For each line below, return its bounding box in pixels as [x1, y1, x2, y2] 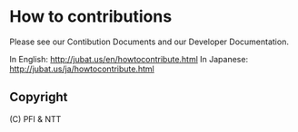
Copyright [9, 90, 68, 105]
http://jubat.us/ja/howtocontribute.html [9, 63, 154, 74]
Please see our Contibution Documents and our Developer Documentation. [9, 36, 289, 47]
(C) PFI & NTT [9, 113, 62, 124]
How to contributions [9, 6, 173, 27]
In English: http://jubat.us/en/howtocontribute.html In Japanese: [9, 53, 248, 64]
